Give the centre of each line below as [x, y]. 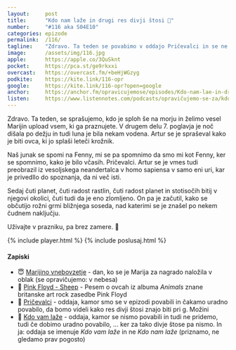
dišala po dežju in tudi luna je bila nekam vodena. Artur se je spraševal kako [117, 134]
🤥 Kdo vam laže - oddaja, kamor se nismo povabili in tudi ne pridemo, [118, 317]
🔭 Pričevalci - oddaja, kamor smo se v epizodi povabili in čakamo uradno [123, 302]
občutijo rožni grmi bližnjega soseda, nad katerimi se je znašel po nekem [112, 206]
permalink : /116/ [34, 40]
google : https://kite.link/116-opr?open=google [84, 86]
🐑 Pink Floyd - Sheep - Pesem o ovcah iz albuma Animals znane [110, 287]
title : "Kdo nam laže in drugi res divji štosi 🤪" [91, 20]
